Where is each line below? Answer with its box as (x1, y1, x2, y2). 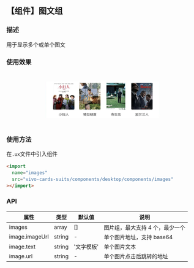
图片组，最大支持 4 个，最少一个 (103, 223, 185, 231)
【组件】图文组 (6, 6, 63, 17)
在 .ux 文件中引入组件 (6, 150, 58, 158)
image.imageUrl (9, 233, 49, 240)
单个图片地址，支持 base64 (103, 233, 173, 240)
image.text (9, 243, 35, 250)
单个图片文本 (103, 243, 136, 250)
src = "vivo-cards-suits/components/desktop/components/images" (12, 176, 174, 182)
